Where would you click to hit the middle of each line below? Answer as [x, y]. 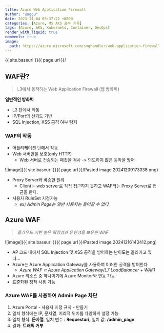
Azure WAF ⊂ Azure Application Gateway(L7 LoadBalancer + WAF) [87, 270]
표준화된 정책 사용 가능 [34, 282]
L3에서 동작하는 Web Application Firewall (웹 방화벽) [68, 89]
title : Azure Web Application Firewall [46, 10]
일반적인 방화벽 [20, 100]
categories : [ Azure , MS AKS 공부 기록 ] [43, 23]
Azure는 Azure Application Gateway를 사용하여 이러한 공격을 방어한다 [80, 264]
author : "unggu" [21, 14]
